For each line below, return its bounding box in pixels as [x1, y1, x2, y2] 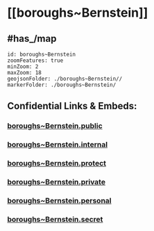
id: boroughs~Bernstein [7, 51, 76, 58]
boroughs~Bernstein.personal [7, 196, 112, 205]
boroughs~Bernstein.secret [7, 214, 103, 224]
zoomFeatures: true [7, 57, 64, 64]
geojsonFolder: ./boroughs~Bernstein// [7, 75, 123, 82]
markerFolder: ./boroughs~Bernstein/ [7, 81, 117, 88]
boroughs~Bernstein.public [7, 121, 103, 131]
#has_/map [7, 33, 57, 45]
